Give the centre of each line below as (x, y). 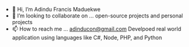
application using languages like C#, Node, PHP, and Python (87, 37)
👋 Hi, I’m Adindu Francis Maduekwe (56, 9)
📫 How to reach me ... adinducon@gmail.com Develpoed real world (96, 29)
